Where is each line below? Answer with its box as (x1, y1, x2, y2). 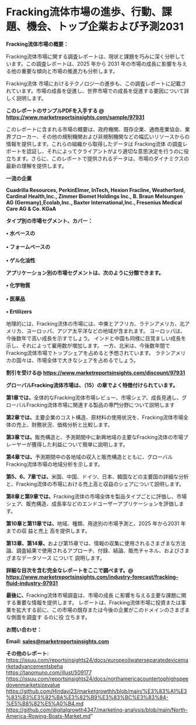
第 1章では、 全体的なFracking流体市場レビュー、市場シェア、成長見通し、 (6, 394, 182, 401)
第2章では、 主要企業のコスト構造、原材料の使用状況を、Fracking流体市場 (6, 413, 184, 420)
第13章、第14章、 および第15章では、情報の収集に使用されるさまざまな (6, 539, 176, 546)
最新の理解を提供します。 (6, 162, 67, 169)
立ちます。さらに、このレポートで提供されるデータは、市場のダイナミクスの (6, 155, 190, 162)
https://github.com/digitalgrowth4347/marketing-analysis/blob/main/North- (6, 706, 188, 713)
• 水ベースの (6, 230, 36, 237)
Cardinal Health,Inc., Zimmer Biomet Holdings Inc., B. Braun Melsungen (6, 193, 183, 200)
